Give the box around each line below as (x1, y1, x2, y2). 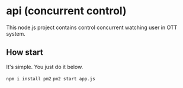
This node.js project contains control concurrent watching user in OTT (6, 24, 178, 31)
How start (6, 48, 43, 58)
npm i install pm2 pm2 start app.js (6, 76, 96, 81)
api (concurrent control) (6, 4, 127, 18)
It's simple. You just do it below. (6, 63, 84, 70)
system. (6, 30, 25, 37)
